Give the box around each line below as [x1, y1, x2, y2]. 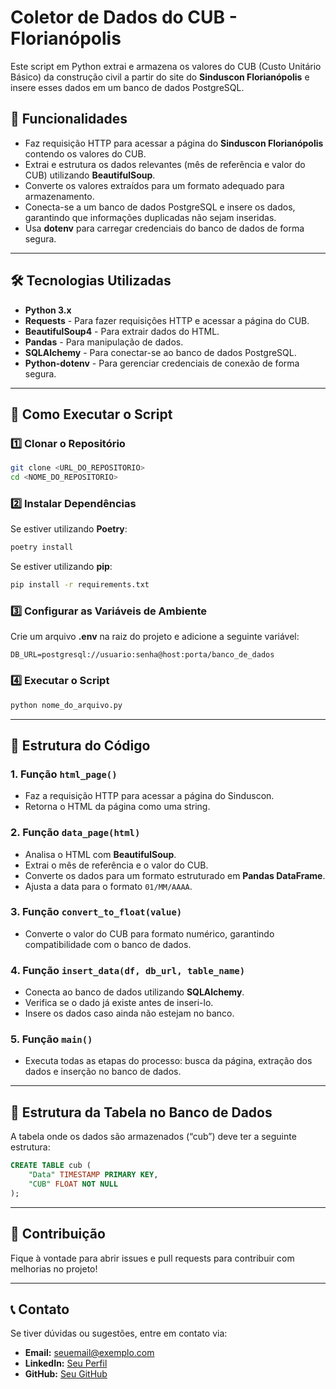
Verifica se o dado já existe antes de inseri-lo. [24, 997, 214, 1009]
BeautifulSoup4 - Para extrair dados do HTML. [24, 325, 220, 337]
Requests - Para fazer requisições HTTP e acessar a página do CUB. [24, 314, 310, 326]
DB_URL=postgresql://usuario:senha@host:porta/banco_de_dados [10, 650, 275, 660]
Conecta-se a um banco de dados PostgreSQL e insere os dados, [24, 201, 296, 213]
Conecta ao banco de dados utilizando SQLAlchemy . [24, 986, 245, 998]
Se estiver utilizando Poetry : [10, 523, 128, 535]
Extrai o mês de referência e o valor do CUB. [24, 859, 209, 871]
